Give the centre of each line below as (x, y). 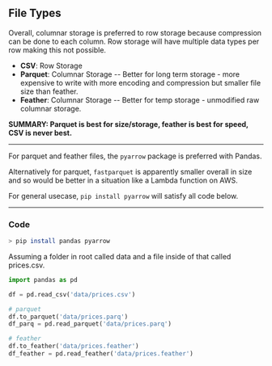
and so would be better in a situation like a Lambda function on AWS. (123, 180)
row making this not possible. (57, 50)
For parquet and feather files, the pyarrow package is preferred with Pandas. (135, 156)
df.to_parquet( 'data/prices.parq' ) (68, 317)
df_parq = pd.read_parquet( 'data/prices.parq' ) (90, 324)
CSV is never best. (40, 133)
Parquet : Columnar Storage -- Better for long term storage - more (130, 74)
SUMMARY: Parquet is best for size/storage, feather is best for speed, (128, 124)
